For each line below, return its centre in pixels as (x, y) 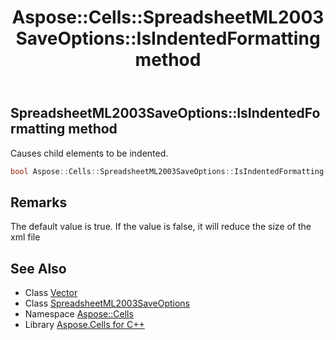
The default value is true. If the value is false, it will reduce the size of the (161, 227)
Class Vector (51, 293)
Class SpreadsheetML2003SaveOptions (107, 303)
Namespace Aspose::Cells (79, 314)
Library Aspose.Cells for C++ (84, 325)
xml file (25, 237)
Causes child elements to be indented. (89, 153)
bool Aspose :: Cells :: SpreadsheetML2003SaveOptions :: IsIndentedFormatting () (171, 171)
